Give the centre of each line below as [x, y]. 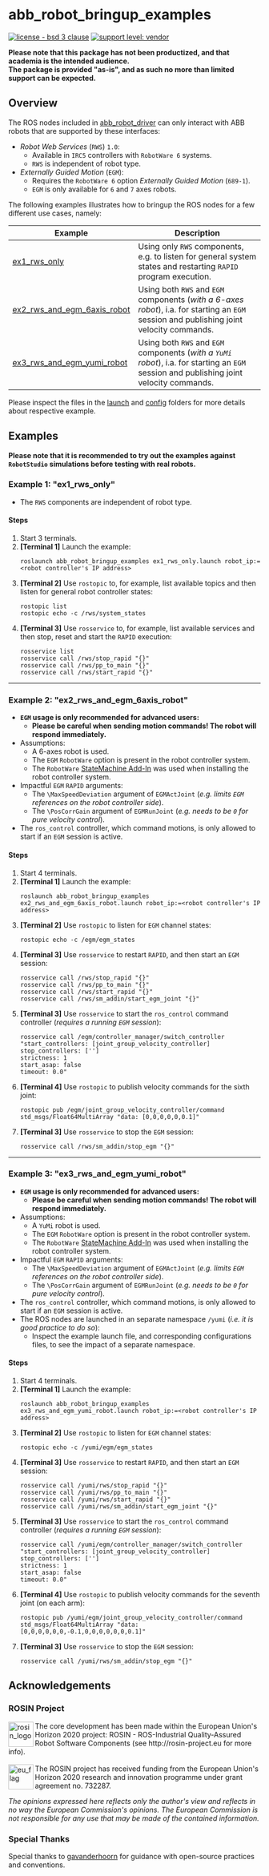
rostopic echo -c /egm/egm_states [77, 940]
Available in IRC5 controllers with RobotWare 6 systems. [122, 155]
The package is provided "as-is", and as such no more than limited [121, 69]
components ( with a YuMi [185, 352]
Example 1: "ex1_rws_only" [62, 485]
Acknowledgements [60, 1686]
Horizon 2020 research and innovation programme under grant [139, 1777]
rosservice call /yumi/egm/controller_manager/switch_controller [131, 1545]
